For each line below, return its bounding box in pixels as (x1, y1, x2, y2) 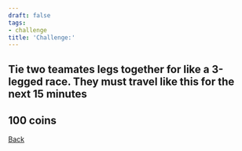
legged (8, 75, 43, 88)
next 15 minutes (8, 87, 88, 101)
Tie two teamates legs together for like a (8, 62, 210, 75)
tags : (8, 19, 26, 27)
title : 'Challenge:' (8, 33, 76, 42)
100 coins (8, 114, 57, 127)
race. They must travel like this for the (45, 75, 235, 88)
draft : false (8, 11, 51, 20)
